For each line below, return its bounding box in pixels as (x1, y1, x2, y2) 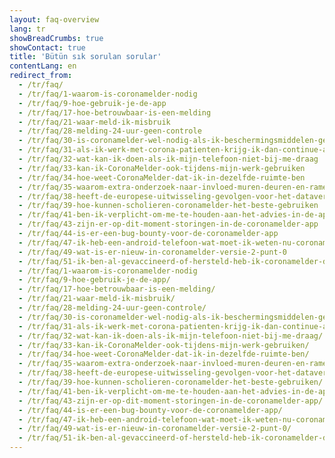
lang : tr (9, 24, 46, 34)
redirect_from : (9, 71, 73, 81)
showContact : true (9, 42, 86, 53)
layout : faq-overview (9, 14, 100, 25)
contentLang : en (9, 61, 77, 71)
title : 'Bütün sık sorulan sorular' (9, 52, 162, 62)
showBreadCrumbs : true (9, 33, 104, 43)
